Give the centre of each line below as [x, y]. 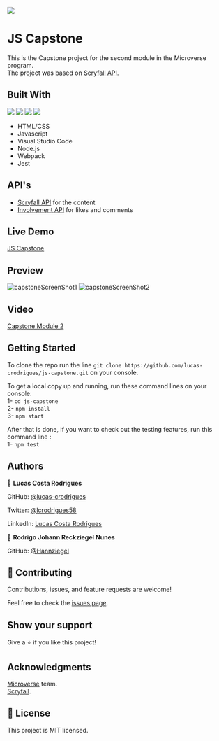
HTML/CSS [33, 126]
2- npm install [29, 408]
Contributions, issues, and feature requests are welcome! [90, 590]
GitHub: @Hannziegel [38, 551]
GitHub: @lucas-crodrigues [46, 496]
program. [21, 65]
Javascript [32, 134]
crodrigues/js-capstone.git [48, 373]
